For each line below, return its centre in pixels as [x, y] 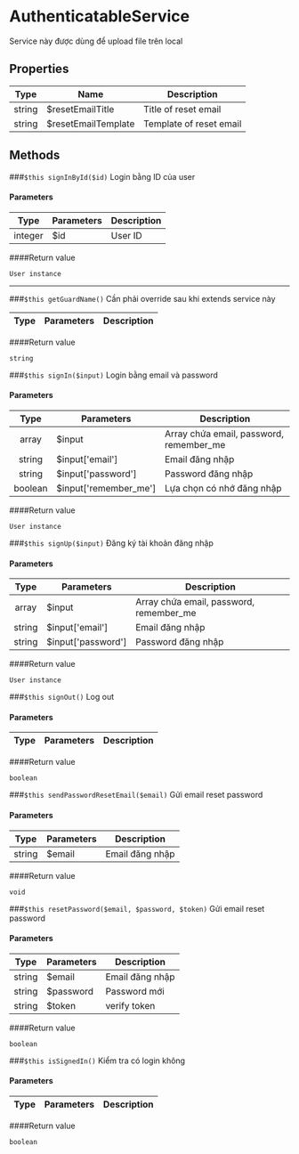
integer [28, 235]
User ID [126, 235]
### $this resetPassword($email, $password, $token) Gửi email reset [137, 908]
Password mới [135, 991]
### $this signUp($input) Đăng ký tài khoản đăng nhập [111, 543]
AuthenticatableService [99, 16]
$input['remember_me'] [106, 488]
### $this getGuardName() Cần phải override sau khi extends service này [142, 298]
